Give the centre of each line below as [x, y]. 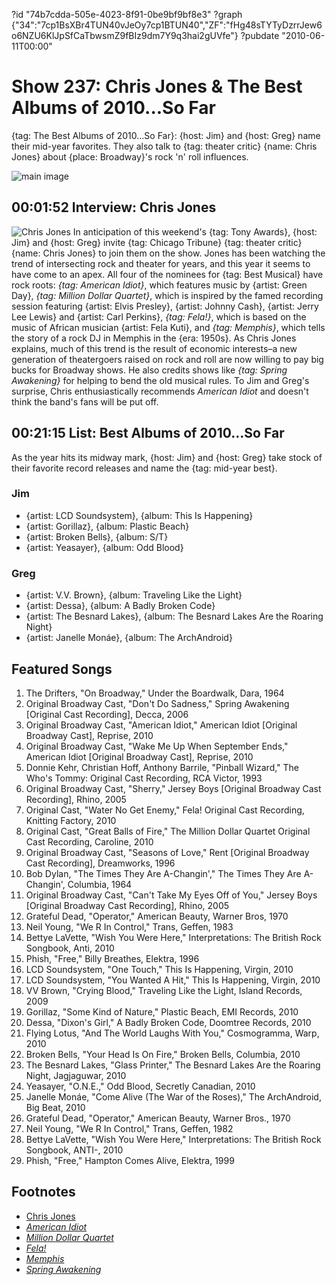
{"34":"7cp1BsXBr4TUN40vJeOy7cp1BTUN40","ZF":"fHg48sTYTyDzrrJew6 [167, 25]
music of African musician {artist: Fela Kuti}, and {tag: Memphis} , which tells [168, 327]
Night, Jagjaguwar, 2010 [76, 1075]
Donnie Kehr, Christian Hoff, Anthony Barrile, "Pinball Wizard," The [162, 767]
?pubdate [260, 35]
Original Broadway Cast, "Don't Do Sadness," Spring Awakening [157, 703]
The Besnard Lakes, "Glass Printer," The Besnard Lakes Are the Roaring [173, 1065]
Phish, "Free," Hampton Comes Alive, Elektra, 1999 [130, 1160]
